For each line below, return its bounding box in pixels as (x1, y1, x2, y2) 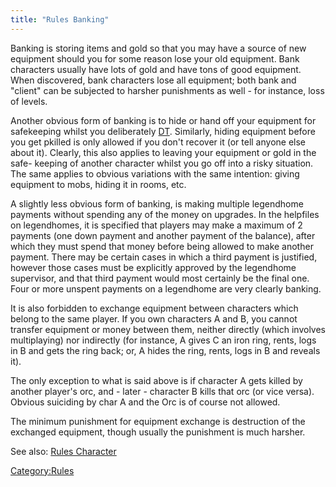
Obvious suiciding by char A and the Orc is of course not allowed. (10, 396, 281, 408)
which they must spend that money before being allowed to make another (10, 240, 314, 252)
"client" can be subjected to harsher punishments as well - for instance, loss (10, 84, 325, 96)
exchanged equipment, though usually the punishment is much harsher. (10, 426, 306, 438)
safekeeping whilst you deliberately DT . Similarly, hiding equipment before (10, 125, 316, 137)
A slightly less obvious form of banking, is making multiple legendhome (10, 197, 304, 210)
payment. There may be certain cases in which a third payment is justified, (10, 251, 318, 263)
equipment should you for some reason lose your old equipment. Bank (10, 52, 300, 65)
